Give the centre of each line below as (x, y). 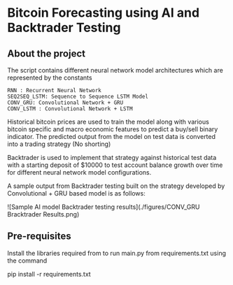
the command (27, 261)
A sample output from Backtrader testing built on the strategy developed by (116, 186)
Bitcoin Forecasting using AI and (104, 13)
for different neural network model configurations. (79, 172)
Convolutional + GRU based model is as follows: (76, 193)
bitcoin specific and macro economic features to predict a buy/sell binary (113, 129)
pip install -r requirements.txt (49, 274)
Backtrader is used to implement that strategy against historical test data (112, 158)
